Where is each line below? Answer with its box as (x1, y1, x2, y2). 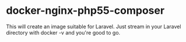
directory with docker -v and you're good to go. (6, 29, 121, 36)
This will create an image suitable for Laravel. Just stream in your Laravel (6, 23, 181, 30)
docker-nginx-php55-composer (6, 4, 165, 17)
